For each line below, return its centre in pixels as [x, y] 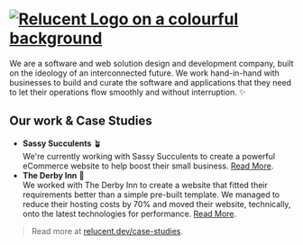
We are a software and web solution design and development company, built [151, 63]
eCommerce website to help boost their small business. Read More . [148, 166]
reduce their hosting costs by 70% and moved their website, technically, [156, 204]
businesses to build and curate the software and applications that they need [150, 82]
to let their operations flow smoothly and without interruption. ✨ [128, 92]
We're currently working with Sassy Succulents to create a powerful [149, 156]
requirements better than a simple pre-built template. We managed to [151, 195]
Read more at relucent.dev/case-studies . [107, 231]
